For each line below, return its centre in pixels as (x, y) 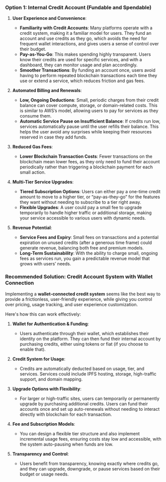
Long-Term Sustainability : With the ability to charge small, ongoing (89, 253)
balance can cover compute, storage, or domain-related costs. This (88, 106)
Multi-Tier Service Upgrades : (43, 182)
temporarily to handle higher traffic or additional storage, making (86, 213)
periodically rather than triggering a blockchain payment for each (86, 167)
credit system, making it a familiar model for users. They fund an (85, 33)
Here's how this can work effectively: (43, 314)
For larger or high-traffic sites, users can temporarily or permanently (89, 398)
